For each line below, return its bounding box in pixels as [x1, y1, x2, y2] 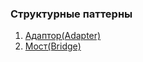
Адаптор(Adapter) [24, 30, 102, 42]
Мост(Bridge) [24, 40, 82, 52]
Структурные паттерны [10, 7, 133, 21]
